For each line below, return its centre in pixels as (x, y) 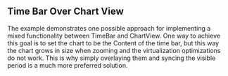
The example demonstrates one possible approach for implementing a (109, 28)
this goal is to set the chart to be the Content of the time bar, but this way (113, 43)
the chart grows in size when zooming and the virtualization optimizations (114, 50)
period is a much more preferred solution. (68, 65)
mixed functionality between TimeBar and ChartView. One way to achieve (114, 36)
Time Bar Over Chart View (66, 12)
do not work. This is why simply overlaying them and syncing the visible (112, 58)
